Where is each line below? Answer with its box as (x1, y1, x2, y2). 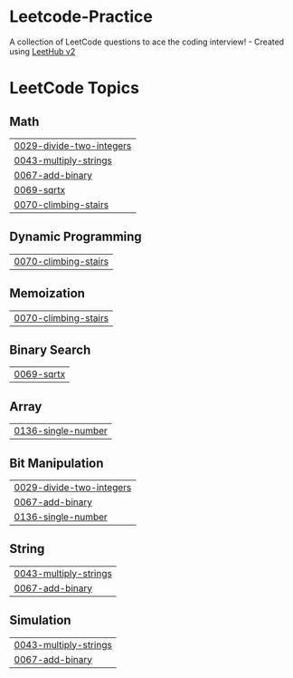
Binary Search (9, 342, 91, 357)
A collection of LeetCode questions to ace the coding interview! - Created (9, 36, 285, 47)
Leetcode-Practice (9, 6, 154, 27)
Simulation (9, 613, 71, 628)
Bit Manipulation (9, 455, 104, 470)
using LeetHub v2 (9, 45, 76, 56)
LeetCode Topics (9, 78, 140, 99)
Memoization (9, 286, 86, 301)
